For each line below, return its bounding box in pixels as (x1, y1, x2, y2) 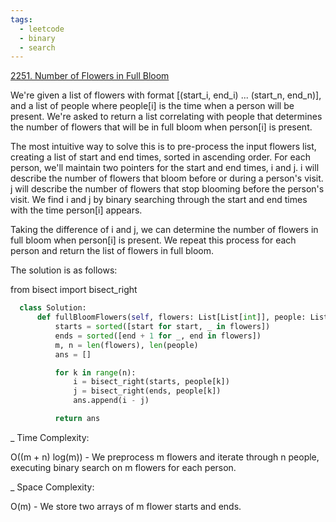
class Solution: (19, 303, 87, 313)
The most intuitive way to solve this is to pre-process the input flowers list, (10, 141, 317, 153)
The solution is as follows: (10, 264, 118, 276)
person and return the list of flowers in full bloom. (10, 245, 215, 257)
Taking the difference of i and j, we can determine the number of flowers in (10, 224, 319, 236)
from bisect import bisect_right (10, 284, 138, 296)
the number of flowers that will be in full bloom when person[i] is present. (10, 121, 313, 133)
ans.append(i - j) (73, 396, 150, 406)
